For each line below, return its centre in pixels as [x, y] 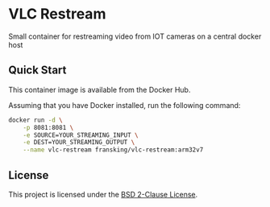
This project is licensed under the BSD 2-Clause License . [103, 194]
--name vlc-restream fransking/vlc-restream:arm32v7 [113, 150]
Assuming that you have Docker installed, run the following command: [125, 105]
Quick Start [37, 70]
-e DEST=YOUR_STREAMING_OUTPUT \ [79, 143]
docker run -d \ [35, 120]
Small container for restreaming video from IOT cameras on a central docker [135, 36]
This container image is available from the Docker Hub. [100, 89]
